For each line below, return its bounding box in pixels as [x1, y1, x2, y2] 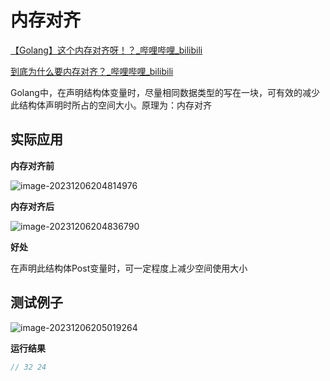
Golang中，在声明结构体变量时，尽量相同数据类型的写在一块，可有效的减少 [10, 86, 320, 98]
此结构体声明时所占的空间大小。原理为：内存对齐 [10, 99, 212, 111]
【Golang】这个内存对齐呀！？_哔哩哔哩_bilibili [10, 44, 203, 56]
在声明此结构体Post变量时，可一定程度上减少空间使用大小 [10, 262, 248, 274]
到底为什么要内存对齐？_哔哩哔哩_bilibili [10, 65, 174, 77]
